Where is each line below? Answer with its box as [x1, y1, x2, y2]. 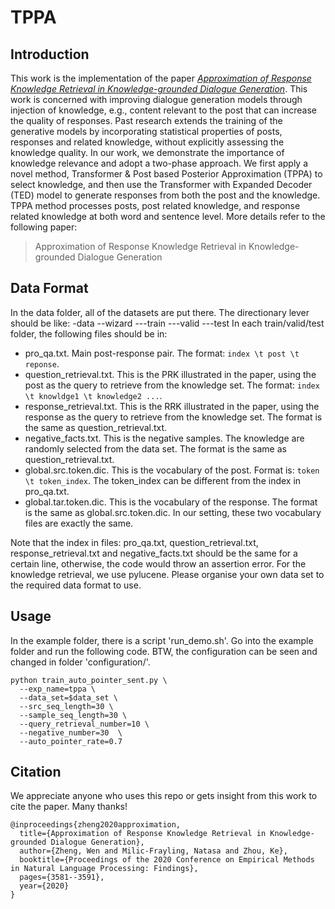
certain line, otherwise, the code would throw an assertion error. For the [10, 557, 307, 570]
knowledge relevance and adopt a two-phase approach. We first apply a [10, 157, 309, 169]
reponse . [24, 357, 60, 370]
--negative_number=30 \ [19, 727, 123, 738]
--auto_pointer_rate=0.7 [19, 736, 123, 746]
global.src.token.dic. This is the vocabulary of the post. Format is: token [24, 464, 320, 476]
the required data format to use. [10, 579, 142, 591]
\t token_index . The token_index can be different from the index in [24, 474, 302, 486]
